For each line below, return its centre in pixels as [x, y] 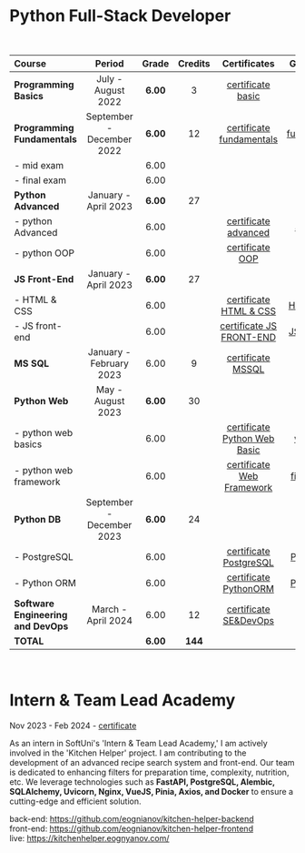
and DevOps [41, 626]
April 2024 [109, 620]
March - [110, 609]
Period [109, 63]
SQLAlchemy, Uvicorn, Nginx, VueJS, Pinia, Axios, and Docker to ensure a [151, 791]
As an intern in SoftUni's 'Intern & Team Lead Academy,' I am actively [138, 743]
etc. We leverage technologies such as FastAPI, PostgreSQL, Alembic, [142, 782]
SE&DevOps [248, 620]
